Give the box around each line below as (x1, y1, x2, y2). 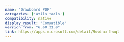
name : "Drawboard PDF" (5, 7, 51, 12)
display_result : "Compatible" (5, 20, 67, 26)
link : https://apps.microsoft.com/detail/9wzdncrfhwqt (5, 29, 120, 34)
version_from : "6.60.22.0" (5, 25, 60, 30)
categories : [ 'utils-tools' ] (5, 12, 65, 16)
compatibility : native (5, 16, 51, 21)
